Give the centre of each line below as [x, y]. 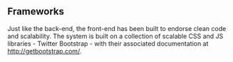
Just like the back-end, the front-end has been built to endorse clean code [117, 28]
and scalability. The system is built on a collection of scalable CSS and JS [115, 36]
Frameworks [36, 12]
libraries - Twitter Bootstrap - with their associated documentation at [108, 43]
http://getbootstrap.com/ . [45, 51]
